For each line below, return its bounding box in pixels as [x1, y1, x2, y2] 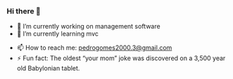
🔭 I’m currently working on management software [16, 22, 160, 31]
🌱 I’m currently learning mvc [16, 29, 99, 38]
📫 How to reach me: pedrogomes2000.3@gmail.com [16, 43, 172, 52]
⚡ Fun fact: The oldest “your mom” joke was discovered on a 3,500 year [16, 54, 226, 62]
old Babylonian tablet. [16, 64, 80, 73]
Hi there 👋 [6, 6, 42, 16]
